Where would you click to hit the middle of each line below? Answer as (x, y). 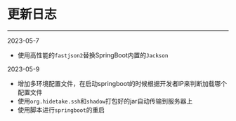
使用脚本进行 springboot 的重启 (61, 110)
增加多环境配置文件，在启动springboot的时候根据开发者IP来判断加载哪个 (122, 83)
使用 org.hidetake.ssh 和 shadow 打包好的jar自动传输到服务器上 (105, 101)
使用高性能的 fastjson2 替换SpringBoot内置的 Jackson (93, 55)
